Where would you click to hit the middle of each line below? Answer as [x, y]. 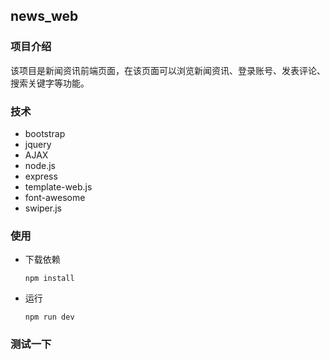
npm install [49, 279]
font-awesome [55, 197]
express [41, 176]
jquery [38, 144]
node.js [40, 165]
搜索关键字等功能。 [50, 83]
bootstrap [45, 133]
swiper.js [43, 208]
